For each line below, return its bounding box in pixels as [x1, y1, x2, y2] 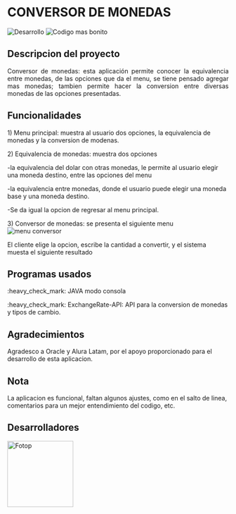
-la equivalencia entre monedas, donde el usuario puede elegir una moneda [7, 184, 227, 192]
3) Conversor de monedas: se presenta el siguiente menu [7, 219, 173, 228]
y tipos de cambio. [7, 308, 61, 317]
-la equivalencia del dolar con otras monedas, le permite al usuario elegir [7, 163, 219, 171]
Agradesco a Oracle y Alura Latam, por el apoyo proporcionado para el [7, 347, 212, 356]
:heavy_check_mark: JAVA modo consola [7, 287, 126, 295]
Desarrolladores [7, 422, 79, 434]
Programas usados [7, 268, 92, 280]
